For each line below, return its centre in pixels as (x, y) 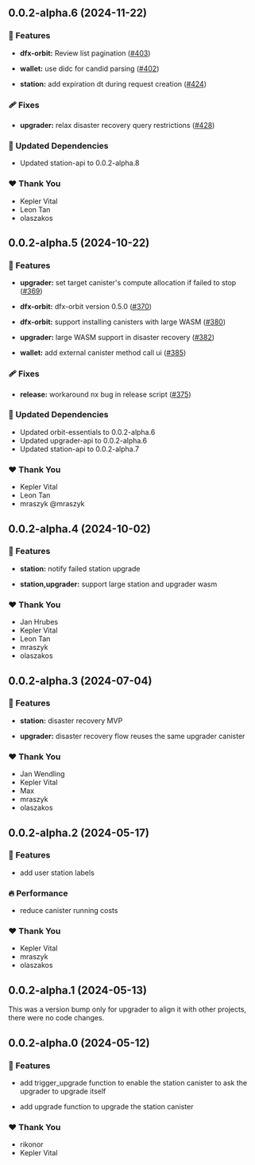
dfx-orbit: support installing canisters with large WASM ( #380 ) (123, 322)
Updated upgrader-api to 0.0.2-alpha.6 (83, 440)
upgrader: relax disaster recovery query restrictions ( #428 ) (117, 125)
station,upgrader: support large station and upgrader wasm (118, 584)
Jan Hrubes (39, 622)
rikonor (31, 1144)
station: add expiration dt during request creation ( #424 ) (113, 83)
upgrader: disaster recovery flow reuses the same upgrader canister (132, 736)
